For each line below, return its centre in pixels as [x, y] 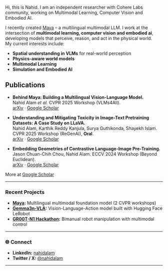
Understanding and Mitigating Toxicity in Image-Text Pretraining [80, 117]
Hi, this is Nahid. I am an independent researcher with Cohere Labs [74, 7]
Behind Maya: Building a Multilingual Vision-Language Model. [78, 97]
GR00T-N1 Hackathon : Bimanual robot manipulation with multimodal [83, 219]
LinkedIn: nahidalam [33, 253]
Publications [25, 85]
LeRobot [21, 214]
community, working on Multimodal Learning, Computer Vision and [74, 13]
